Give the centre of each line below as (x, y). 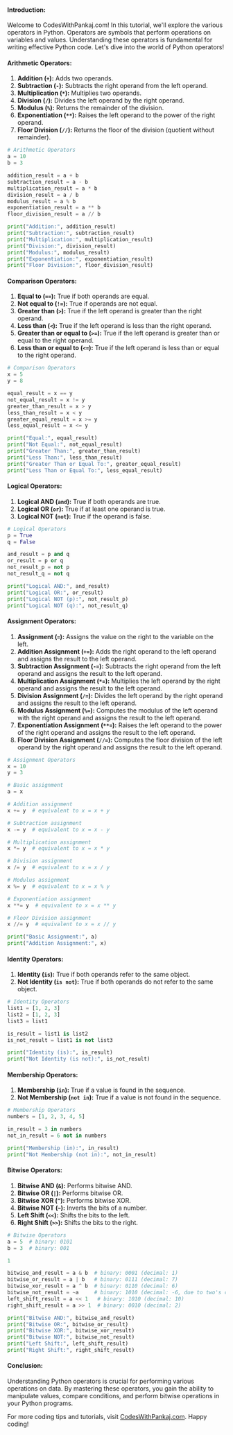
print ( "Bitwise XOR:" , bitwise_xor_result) (71, 1331)
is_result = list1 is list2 (48, 1034)
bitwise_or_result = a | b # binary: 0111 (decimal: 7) (93, 1280)
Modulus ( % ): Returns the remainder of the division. (90, 108)
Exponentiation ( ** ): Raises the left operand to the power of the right (116, 115)
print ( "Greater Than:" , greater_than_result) (74, 451)
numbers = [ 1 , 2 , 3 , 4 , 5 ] (46, 1117)
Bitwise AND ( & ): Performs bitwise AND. (75, 1185)
